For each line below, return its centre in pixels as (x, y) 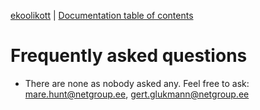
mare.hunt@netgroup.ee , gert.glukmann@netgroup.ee (137, 94)
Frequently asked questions (129, 56)
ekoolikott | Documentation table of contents (102, 15)
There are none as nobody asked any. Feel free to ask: (137, 83)
